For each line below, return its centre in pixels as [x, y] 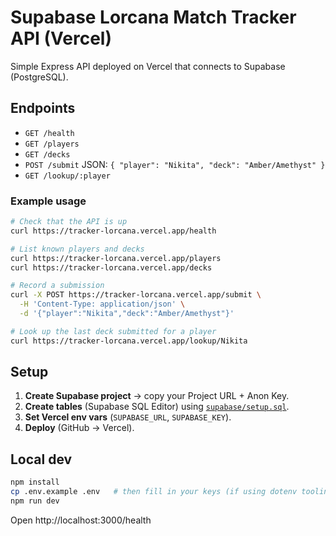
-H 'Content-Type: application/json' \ [102, 304]
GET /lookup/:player [67, 176]
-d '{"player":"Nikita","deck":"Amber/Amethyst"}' [127, 314]
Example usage [48, 201]
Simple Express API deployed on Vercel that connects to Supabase [148, 66]
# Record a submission [57, 286]
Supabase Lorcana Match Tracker [153, 17]
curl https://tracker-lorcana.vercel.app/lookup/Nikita [129, 341]
